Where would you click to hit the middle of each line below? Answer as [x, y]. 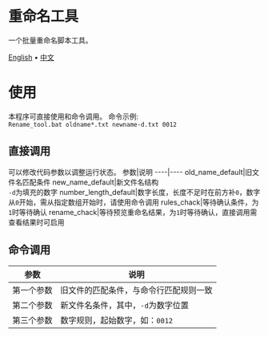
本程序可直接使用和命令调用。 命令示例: [73, 116]
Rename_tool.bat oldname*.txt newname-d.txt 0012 [93, 124]
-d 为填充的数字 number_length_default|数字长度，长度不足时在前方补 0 [124, 192]
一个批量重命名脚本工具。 [50, 40]
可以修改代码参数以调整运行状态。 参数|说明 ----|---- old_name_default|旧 [130, 172]
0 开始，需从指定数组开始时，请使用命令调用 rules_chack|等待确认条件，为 [137, 202]
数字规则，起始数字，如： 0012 [117, 320]
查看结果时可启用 [36, 222]
